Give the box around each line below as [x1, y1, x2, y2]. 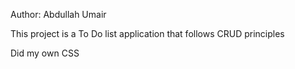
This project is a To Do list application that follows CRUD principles [10, 28, 285, 39]
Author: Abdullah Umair [10, 9, 107, 20]
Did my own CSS [10, 47, 80, 59]
